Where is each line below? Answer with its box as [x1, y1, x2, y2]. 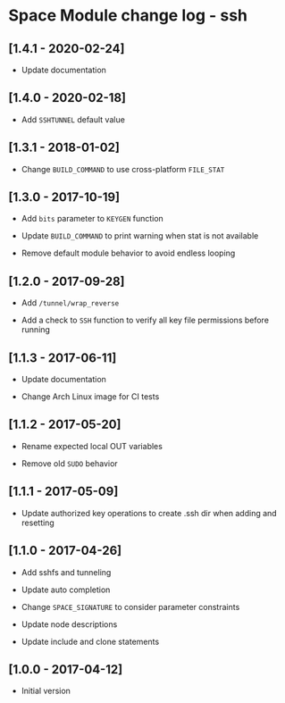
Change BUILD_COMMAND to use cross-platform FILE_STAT [21, 163, 225, 174]
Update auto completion [21, 584, 111, 595]
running [21, 324, 51, 335]
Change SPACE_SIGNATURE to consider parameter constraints [21, 601, 240, 612]
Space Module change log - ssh [8, 5, 247, 26]
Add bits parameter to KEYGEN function [21, 213, 164, 224]
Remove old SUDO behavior [21, 457, 118, 469]
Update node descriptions [21, 618, 118, 630]
